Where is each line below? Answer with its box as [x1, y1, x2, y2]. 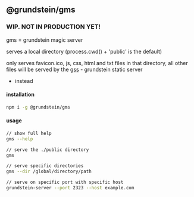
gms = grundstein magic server [6, 36, 83, 44]
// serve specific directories [6, 163, 84, 169]
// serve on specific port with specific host [6, 179, 124, 186]
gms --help [6, 136, 33, 142]
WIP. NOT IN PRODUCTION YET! [6, 23, 101, 31]
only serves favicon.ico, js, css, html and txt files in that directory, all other [6, 59, 189, 66]
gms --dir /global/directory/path [6, 168, 92, 175]
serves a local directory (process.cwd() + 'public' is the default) [6, 48, 162, 55]
